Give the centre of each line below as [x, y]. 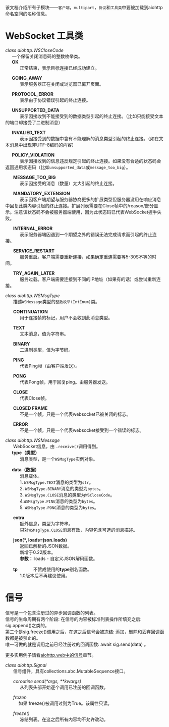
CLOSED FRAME [30, 408]
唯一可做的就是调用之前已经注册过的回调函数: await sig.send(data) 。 [77, 644]
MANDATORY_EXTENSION [42, 193]
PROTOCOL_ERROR [33, 94]
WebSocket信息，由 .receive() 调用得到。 [57, 446]
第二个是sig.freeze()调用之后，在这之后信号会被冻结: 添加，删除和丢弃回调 [82, 632]
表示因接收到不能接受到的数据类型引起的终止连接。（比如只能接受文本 [91, 116]
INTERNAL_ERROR [33, 228]
